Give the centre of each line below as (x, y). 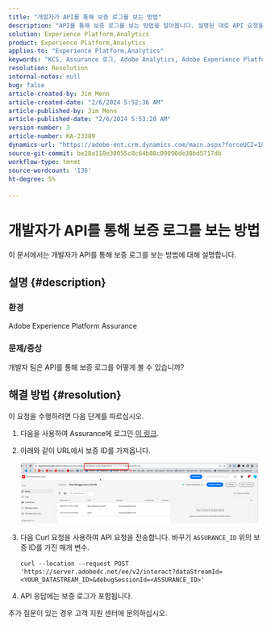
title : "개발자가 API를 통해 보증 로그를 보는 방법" (85, 17)
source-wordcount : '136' (50, 170)
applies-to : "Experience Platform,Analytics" (86, 51)
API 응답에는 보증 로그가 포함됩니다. (76, 596)
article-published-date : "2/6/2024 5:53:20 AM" (90, 120)
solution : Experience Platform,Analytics (79, 34)
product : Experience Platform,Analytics (77, 43)
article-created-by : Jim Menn (59, 94)
